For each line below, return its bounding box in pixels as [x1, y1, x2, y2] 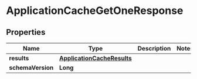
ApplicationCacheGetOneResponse [6, 4, 184, 17]
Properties [6, 27, 46, 37]
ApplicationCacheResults [59, 54, 132, 62]
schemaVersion [9, 64, 54, 71]
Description [137, 45, 171, 52]
